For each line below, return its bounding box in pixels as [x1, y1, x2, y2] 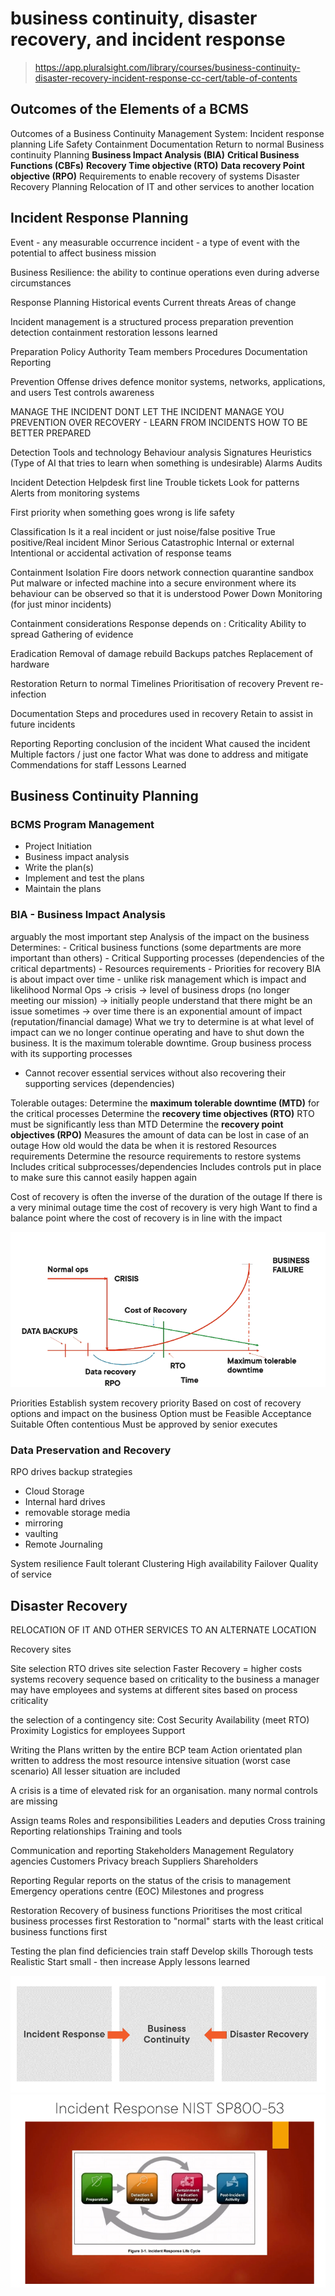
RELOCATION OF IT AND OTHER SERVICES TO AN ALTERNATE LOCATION [10, 1624, 317, 1636]
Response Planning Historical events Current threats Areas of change [10, 296, 297, 308]
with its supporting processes [10, 1047, 133, 1059]
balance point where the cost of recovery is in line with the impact [10, 1212, 283, 1224]
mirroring [24, 1517, 64, 1529]
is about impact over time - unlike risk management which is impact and [10, 973, 307, 985]
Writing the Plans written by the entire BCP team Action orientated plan [10, 1744, 303, 1756]
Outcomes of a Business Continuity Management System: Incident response [10, 127, 325, 139]
